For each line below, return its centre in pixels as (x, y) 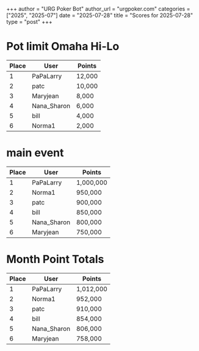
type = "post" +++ (30, 22)
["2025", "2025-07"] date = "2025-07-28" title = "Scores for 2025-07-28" (100, 15)
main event (35, 153)
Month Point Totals (55, 259)
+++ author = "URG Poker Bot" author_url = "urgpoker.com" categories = (98, 9)
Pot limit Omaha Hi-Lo (63, 47)
